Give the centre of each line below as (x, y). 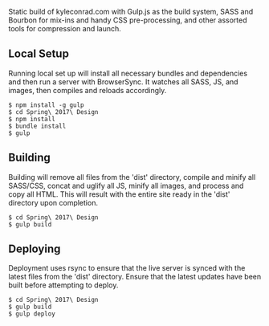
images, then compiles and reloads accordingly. (88, 90)
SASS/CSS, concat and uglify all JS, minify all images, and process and (126, 185)
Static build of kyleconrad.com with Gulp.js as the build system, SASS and (131, 12)
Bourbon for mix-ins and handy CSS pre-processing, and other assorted (128, 20)
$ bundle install (37, 126)
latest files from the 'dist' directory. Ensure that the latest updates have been (135, 277)
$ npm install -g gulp (46, 105)
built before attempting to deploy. (63, 285)
